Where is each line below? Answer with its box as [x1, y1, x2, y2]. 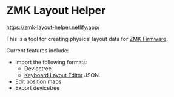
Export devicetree [15, 84, 60, 91]
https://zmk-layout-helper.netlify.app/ [6, 23, 100, 31]
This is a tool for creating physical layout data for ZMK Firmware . [6, 35, 168, 42]
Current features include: [6, 46, 69, 54]
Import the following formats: [15, 58, 88, 66]
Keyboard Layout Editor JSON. [24, 71, 101, 78]
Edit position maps [15, 78, 62, 85]
